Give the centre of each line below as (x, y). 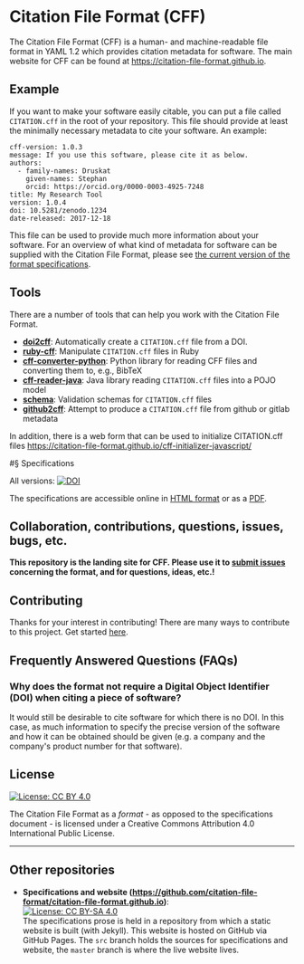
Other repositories (62, 870)
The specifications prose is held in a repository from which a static (147, 921)
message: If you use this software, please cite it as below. (129, 155)
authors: (26, 163)
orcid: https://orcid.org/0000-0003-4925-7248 (115, 186)
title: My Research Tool (56, 195)
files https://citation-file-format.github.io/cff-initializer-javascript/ (130, 445)
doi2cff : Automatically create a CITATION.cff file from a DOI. (135, 341)
